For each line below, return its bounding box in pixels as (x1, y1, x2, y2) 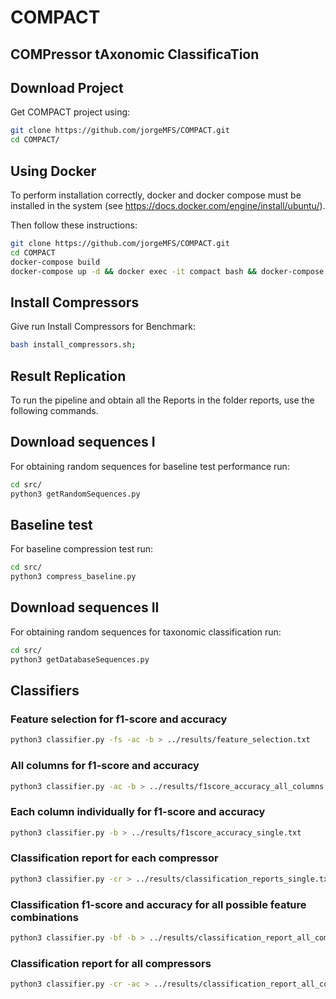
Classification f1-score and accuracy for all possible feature (10, 897, 307, 911)
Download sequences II (10, 599, 160, 616)
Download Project (10, 79, 124, 96)
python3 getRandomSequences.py (10, 489, 141, 499)
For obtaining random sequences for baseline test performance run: (10, 460, 290, 472)
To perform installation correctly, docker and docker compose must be (10, 189, 302, 201)
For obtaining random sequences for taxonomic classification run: (10, 626, 282, 638)
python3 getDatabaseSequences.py (10, 654, 150, 665)
